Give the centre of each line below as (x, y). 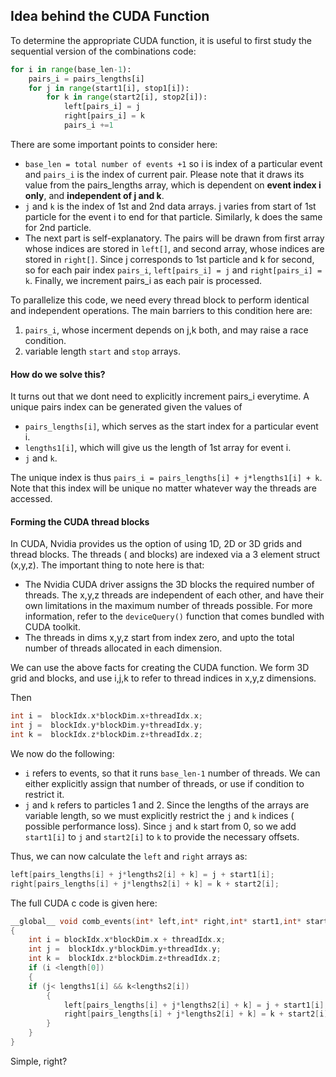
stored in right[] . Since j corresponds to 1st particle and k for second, (169, 259)
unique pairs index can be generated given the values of (126, 407)
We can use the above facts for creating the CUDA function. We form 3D (160, 668)
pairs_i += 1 (88, 125)
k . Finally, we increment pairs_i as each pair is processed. (143, 280)
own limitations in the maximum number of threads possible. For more (168, 606)
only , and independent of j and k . (94, 195)
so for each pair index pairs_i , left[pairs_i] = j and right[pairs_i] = (173, 270)
